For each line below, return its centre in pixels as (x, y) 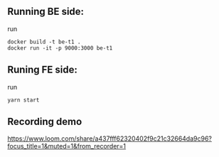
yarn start (23, 100)
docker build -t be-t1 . (44, 42)
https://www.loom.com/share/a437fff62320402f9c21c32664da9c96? (109, 139)
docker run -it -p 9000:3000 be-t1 (60, 48)
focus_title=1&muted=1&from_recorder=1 (67, 146)
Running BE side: (46, 12)
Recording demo (45, 122)
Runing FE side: (43, 70)
